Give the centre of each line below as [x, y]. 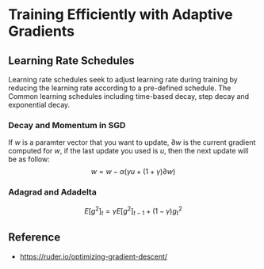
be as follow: [29, 159]
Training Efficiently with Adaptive [121, 15]
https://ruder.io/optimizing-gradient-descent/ [94, 256]
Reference [34, 238]
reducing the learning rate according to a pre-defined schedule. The [120, 88]
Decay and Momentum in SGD [67, 125]
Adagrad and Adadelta [52, 192]
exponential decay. [39, 105]
